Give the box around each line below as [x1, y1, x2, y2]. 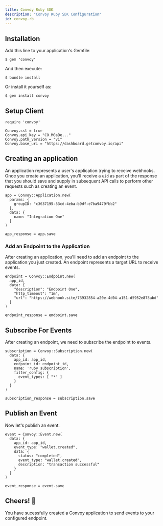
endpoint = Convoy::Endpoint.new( [5, 274, 76, 279]
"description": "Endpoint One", [14, 287, 80, 292]
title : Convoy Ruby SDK [5, 7, 54, 12]
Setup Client [5, 107, 44, 115]
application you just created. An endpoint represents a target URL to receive [5, 259, 159, 265]
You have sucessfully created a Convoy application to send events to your [5, 510, 155, 516]
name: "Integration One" [14, 214, 65, 219]
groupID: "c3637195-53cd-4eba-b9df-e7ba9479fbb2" [14, 201, 117, 206]
